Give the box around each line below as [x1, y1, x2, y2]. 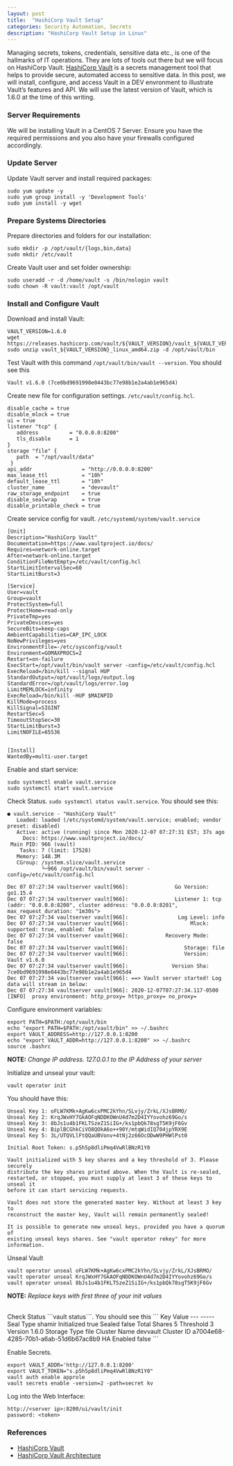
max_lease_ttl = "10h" [7, 472, 104, 479]
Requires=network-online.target [7, 547, 101, 554]
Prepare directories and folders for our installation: [7, 232, 151, 240]
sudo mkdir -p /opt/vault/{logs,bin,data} [7, 245, 132, 252]
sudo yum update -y [7, 187, 64, 195]
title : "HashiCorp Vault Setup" [7, 17, 104, 24]
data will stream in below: [7, 981, 89, 988]
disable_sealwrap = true [7, 497, 101, 504]
